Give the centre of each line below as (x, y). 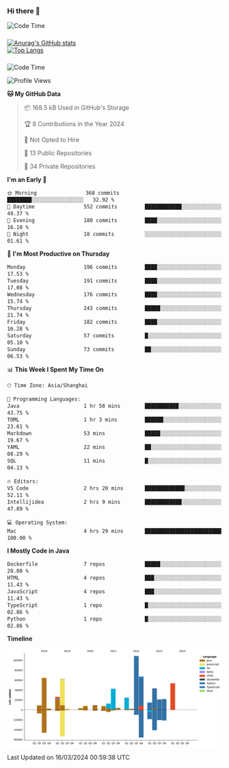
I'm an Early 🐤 (27, 180)
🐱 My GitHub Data (34, 94)
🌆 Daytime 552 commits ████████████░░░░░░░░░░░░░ (114, 207)
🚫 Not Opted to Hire (52, 140)
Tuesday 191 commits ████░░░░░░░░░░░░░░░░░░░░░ (114, 281)
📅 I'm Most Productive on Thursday (58, 254)
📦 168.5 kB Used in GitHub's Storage (77, 108)
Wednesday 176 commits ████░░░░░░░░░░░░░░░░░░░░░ (114, 295)
